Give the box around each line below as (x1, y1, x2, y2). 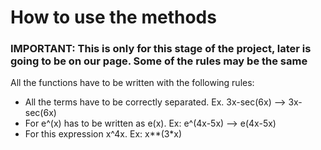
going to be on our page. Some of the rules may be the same (10, 54, 308, 68)
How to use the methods (10, 6, 217, 29)
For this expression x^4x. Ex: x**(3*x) (24, 128, 183, 140)
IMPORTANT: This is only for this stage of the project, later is (10, 42, 312, 56)
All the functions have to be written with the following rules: (10, 77, 255, 89)
